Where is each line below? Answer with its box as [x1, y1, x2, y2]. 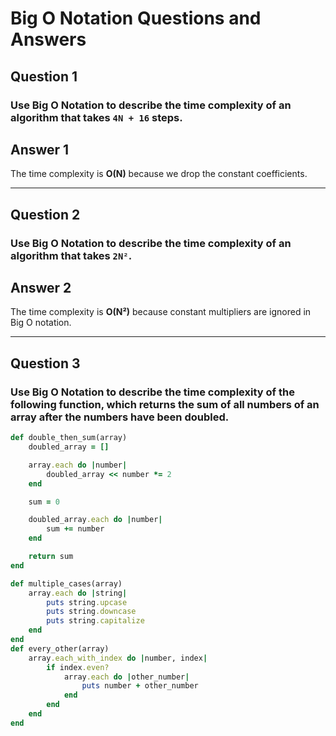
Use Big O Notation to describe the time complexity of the [10, 385, 295, 399]
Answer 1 [10, 141, 70, 158]
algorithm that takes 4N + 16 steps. [10, 110, 183, 124]
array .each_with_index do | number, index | [28, 653, 208, 663]
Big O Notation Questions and [10, 7, 262, 30]
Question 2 [10, 206, 81, 223]
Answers [10, 28, 87, 51]
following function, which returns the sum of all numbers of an [10, 397, 320, 411]
